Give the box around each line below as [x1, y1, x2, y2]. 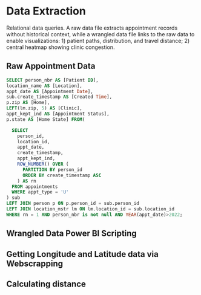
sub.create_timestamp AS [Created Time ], [6, 94, 113, 100]
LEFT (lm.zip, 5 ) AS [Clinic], [6, 105, 83, 111]
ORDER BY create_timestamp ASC [22, 172, 102, 178]
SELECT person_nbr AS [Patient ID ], [6, 77, 99, 83]
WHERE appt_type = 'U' [12, 189, 69, 195]
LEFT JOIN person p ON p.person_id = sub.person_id [6, 201, 139, 207]
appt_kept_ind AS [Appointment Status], [6, 111, 110, 117]
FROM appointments [12, 183, 59, 190]
